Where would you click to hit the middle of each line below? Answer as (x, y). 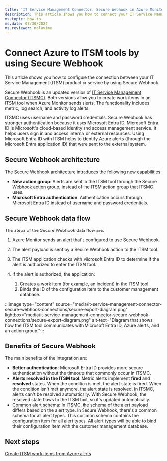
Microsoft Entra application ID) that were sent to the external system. (76, 144)
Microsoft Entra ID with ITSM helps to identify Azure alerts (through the (78, 139)
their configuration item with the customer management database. (80, 426)
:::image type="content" (30, 304)
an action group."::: (25, 330)
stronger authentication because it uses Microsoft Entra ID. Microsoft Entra (82, 123)
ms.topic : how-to (23, 19)
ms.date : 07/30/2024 (27, 24)
